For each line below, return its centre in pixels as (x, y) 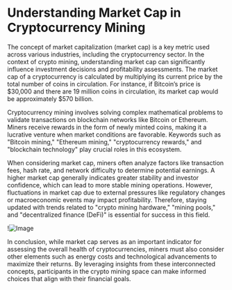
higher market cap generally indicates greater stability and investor (103, 177)
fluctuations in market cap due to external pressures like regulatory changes (116, 192)
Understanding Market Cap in (94, 13)
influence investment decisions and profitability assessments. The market (113, 69)
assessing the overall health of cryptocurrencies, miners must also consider (116, 249)
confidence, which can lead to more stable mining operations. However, (110, 185)
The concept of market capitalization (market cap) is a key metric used (108, 47)
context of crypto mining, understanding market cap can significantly (106, 61)
